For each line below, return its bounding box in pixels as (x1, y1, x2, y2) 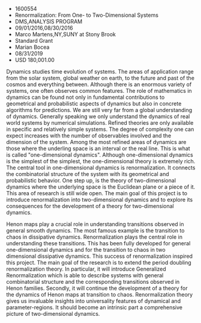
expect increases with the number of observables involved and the (6, 132, 172, 139)
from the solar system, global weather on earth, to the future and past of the (6, 75, 195, 81)
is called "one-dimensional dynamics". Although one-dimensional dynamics (6, 151, 193, 158)
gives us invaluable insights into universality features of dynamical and (6, 298, 181, 304)
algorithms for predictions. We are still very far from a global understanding (6, 107, 193, 113)
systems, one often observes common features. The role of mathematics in (6, 87, 192, 94)
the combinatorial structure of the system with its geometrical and (6, 171, 169, 177)
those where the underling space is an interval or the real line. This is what (6, 145, 190, 152)
